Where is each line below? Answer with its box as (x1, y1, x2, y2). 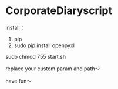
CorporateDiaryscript (5, 4, 113, 17)
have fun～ (5, 77, 32, 84)
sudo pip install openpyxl (14, 42, 75, 49)
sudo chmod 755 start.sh (5, 53, 66, 60)
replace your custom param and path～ (5, 65, 100, 72)
